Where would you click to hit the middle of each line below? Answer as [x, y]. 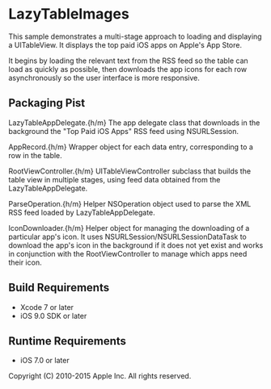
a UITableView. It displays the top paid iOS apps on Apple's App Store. [125, 44]
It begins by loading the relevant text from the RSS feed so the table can [128, 61]
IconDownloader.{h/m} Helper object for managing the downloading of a [129, 228]
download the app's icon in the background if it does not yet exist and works [136, 245]
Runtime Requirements [68, 341]
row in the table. [35, 155]
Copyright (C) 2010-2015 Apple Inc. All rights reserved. [100, 376]
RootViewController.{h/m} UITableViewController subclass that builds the [130, 171]
